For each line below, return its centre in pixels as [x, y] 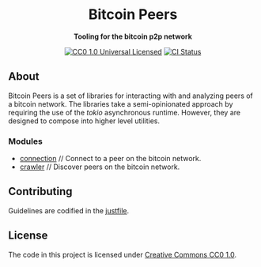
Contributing [40, 192]
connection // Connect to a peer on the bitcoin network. [110, 159]
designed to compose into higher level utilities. [84, 121]
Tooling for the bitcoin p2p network [133, 36]
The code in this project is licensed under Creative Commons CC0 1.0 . [123, 254]
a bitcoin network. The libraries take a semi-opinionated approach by [121, 103]
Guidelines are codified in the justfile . [69, 210]
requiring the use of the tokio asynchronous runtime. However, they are [125, 112]
